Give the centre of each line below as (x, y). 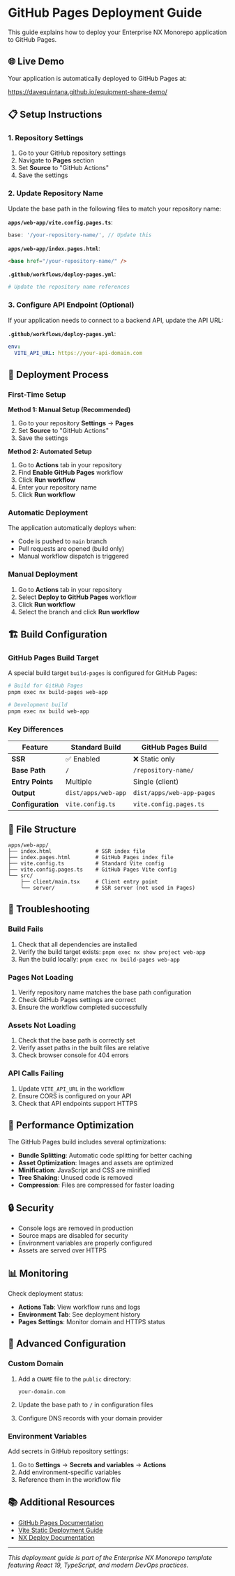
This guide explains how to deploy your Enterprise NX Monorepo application (117, 32)
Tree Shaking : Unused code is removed (75, 1178)
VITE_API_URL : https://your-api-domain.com (78, 353)
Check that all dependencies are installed (77, 944)
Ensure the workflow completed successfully (83, 1007)
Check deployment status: (46, 1294)
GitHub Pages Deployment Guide (105, 13)
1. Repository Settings (46, 138)
